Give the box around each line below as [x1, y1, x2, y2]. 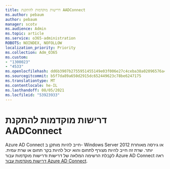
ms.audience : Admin [5, 26, 47, 31]
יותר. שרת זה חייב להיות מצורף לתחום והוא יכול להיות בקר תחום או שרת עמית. [5, 147, 153, 153]
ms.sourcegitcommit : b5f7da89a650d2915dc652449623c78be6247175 [5, 74, 142, 79]
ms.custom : [5, 54, 28, 60]
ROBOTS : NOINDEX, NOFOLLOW [5, 41, 62, 46]
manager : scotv [5, 21, 37, 27]
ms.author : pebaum [5, 12, 44, 17]
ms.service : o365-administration [5, 36, 76, 41]
